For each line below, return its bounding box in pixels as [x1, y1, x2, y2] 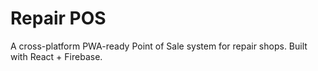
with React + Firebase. [10, 50, 103, 62]
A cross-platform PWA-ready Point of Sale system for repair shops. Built [10, 40, 308, 52]
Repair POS [10, 7, 107, 30]
